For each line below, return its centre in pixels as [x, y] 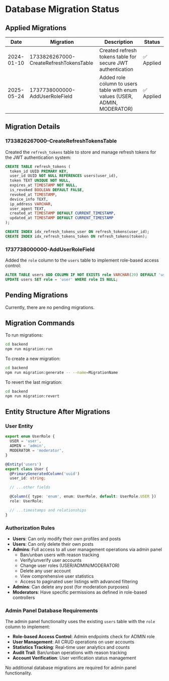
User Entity [19, 426]
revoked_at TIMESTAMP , [33, 195]
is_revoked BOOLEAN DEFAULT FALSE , [47, 190]
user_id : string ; [28, 478]
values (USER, [116, 96]
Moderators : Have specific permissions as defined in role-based [80, 592]
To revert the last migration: [34, 382]
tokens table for [118, 57]
